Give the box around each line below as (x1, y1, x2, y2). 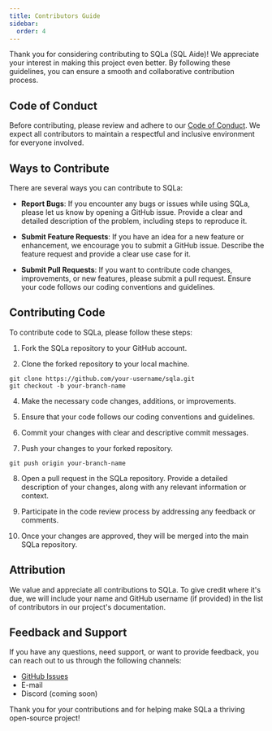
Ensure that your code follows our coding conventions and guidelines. (20, 412, 255, 422)
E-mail (20, 681, 43, 690)
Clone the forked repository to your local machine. (20, 359, 190, 369)
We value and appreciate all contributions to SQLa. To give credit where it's (9, 584, 261, 594)
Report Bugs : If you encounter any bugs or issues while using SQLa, (20, 199, 250, 208)
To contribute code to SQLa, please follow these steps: (9, 327, 193, 337)
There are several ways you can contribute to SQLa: (9, 183, 183, 192)
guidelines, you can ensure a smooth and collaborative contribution (9, 67, 235, 77)
